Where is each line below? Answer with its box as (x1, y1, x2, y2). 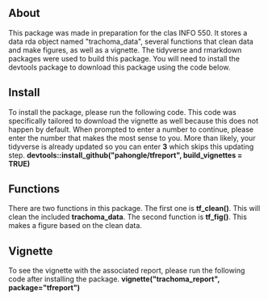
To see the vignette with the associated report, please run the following (8, 266, 245, 276)
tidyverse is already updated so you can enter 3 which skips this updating (8, 142, 254, 151)
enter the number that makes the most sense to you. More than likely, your (8, 133, 256, 142)
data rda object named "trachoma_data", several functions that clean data (8, 36, 254, 46)
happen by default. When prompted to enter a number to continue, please (8, 125, 254, 134)
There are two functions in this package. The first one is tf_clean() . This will (8, 204, 261, 213)
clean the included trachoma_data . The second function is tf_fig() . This (8, 212, 248, 222)
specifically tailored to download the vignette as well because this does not (8, 116, 259, 125)
